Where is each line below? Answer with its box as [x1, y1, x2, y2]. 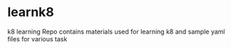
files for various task [7, 34, 68, 43]
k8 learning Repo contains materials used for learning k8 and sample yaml [7, 27, 225, 36]
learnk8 [7, 4, 55, 20]
